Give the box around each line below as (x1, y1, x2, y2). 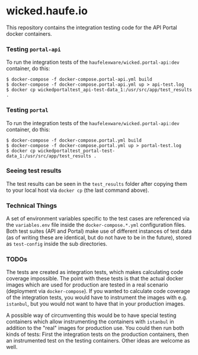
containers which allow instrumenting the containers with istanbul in (6, 318, 174, 325)
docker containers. (6, 30, 52, 37)
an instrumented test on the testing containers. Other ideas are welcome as (6, 337, 190, 344)
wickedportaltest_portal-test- (37, 148, 116, 154)
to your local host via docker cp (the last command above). (6, 186, 149, 194)
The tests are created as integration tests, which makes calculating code (6, 269, 184, 276)
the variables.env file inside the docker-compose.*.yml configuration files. (6, 222, 186, 229)
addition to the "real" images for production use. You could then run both (6, 325, 184, 332)
